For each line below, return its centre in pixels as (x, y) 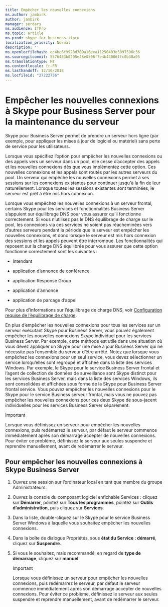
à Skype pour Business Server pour (80, 111)
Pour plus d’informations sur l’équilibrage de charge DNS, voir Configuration (84, 310)
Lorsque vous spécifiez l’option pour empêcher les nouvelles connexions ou (84, 156)
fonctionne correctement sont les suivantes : (51, 251)
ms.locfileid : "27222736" (32, 75)
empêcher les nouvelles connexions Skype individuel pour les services (78, 336)
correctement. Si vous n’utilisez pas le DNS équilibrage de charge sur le (79, 219)
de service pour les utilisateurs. (38, 146)
